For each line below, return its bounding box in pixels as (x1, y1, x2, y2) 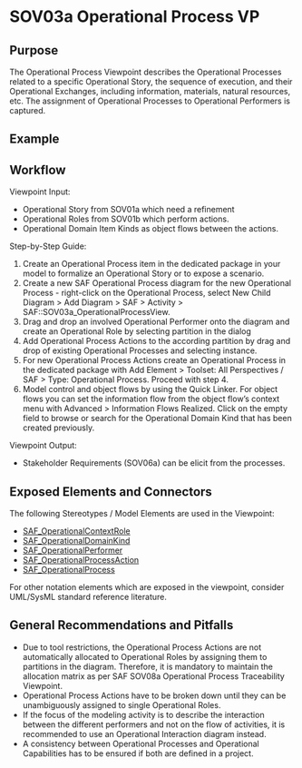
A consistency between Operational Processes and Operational (22, 738, 260, 749)
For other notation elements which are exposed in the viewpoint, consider (9, 582, 285, 593)
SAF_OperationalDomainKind (22, 536, 131, 546)
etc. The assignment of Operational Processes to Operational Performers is (9, 95, 290, 106)
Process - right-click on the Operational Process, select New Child (22, 288, 271, 299)
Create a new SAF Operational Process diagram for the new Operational (22, 278, 292, 289)
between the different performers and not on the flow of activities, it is (22, 719, 286, 730)
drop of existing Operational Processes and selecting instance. (22, 345, 258, 356)
